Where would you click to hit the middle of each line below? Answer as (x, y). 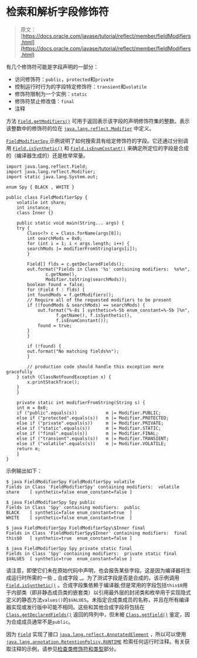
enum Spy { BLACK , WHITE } (40, 187)
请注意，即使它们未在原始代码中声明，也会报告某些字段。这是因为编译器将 (96, 570)
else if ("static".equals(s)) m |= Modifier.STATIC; (89, 428)
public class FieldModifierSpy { (47, 197)
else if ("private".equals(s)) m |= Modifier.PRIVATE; (90, 423)
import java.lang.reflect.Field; (47, 167)
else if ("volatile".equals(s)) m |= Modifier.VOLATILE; (91, 443)
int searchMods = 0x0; (55, 238)
